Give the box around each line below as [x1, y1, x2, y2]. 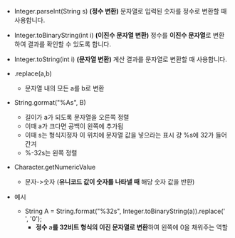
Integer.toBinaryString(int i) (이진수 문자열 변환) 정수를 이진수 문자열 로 [14, 31, 211, 39]
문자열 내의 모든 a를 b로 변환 [24, 84, 105, 92]
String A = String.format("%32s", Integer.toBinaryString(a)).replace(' [24, 207, 226, 215]
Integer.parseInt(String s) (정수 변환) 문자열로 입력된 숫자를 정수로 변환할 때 [14, 7, 227, 15]
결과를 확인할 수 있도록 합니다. [27, 40, 112, 48]
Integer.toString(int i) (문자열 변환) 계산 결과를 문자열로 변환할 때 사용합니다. [14, 55, 228, 63]
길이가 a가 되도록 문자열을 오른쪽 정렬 [24, 113, 130, 121]
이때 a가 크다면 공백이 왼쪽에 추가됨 [24, 122, 124, 130]
